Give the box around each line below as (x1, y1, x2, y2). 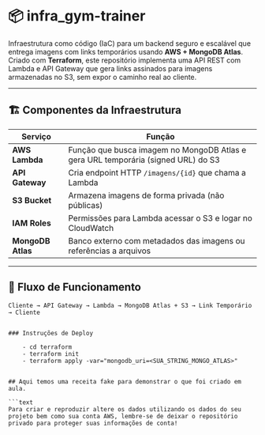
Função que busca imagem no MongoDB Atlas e (68, 144, 247, 155)
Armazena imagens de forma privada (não (68, 190, 225, 201)
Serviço (21, 130, 51, 142)
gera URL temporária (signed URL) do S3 (68, 154, 221, 165)
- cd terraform (22, 342, 73, 351)
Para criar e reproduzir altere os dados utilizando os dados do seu (8, 405, 242, 413)
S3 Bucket (12, 195, 52, 206)
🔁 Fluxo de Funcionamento (8, 281, 142, 294)
